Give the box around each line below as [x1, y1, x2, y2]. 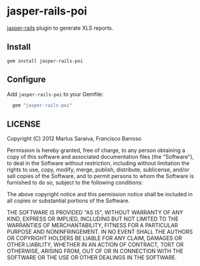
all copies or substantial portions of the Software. [7, 197, 130, 204]
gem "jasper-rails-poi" [12, 102, 72, 108]
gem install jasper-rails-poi [7, 58, 84, 64]
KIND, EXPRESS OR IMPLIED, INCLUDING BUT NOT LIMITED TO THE [7, 215, 179, 222]
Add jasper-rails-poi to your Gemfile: [7, 90, 104, 98]
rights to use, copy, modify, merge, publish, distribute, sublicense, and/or [7, 166, 190, 173]
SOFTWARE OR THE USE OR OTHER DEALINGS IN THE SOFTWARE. [7, 254, 177, 261]
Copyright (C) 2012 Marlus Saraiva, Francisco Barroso [7, 135, 142, 142]
